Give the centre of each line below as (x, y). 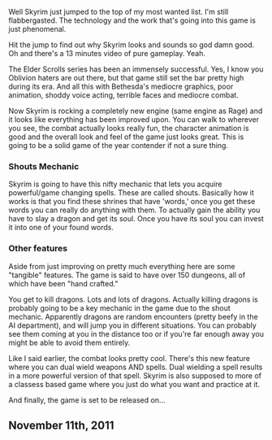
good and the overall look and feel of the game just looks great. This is (126, 137)
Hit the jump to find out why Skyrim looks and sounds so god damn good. (132, 45)
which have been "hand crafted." (63, 283)
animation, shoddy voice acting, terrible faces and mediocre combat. (124, 95)
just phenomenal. (37, 29)
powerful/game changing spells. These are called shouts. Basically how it (131, 193)
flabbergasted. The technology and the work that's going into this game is (132, 20)
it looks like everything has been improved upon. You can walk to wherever (134, 120)
